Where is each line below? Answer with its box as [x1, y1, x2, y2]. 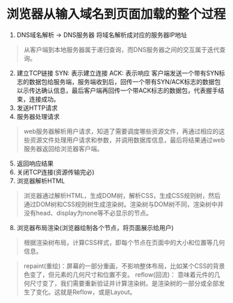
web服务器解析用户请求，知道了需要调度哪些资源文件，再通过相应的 [23, 126, 219, 136]
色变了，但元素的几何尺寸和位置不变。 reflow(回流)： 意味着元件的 [23, 270, 215, 279]
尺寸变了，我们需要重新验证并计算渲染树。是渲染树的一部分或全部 [29, 279, 219, 287]
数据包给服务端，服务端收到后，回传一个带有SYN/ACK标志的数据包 [29, 77, 221, 85]
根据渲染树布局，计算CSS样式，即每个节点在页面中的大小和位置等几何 [23, 238, 225, 247]
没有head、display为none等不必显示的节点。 [23, 208, 152, 217]
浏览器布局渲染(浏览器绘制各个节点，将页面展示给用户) [16, 223, 175, 231]
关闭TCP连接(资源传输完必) [16, 167, 95, 176]
